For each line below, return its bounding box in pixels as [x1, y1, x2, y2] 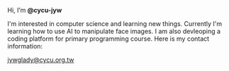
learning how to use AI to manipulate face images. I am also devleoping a [7, 27, 221, 35]
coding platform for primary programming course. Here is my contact [7, 34, 210, 43]
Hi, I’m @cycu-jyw [7, 6, 62, 14]
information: [7, 42, 43, 50]
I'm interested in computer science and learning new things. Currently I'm [7, 20, 223, 27]
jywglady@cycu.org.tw [7, 56, 74, 64]
